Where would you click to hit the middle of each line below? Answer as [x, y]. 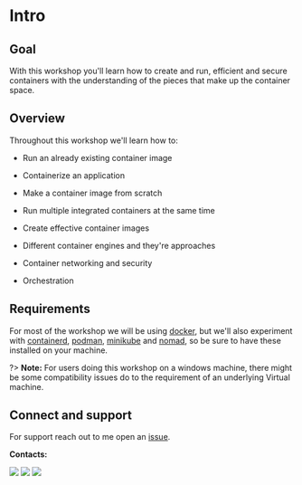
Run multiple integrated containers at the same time [118, 210]
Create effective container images [86, 228]
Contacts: [28, 454]
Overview [38, 119]
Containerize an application [73, 175]
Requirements [50, 309]
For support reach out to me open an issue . [90, 437]
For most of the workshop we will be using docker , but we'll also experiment [151, 330]
